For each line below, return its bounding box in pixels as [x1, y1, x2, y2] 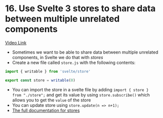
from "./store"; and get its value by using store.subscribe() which [12, 92, 150, 98]
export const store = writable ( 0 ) [5, 78, 76, 83]
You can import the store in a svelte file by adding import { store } [12, 86, 149, 93]
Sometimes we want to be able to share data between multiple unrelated [12, 49, 159, 55]
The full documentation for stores [12, 107, 80, 113]
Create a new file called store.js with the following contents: [12, 59, 136, 65]
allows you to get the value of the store [12, 97, 92, 103]
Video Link [5, 39, 27, 45]
